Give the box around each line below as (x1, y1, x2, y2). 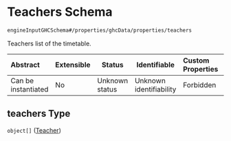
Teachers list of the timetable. (7, 39, 91, 47)
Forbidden (183, 80, 217, 89)
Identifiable (136, 60, 175, 69)
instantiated (10, 84, 49, 94)
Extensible (54, 60, 91, 69)
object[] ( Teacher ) (7, 126, 62, 134)
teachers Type (7, 108, 71, 120)
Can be (10, 76, 34, 85)
